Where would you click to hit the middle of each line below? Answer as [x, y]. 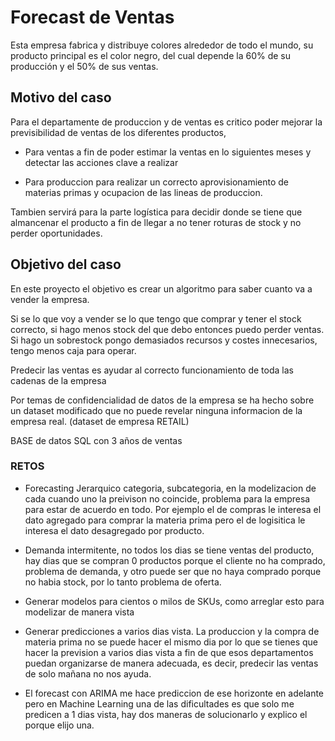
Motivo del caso [61, 97]
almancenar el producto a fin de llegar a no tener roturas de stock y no [156, 222]
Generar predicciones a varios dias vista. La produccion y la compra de [172, 631]
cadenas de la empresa [58, 380]
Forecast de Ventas [92, 17]
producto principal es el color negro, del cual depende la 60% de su [151, 55]
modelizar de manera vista [79, 612]
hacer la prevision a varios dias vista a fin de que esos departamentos [169, 652]
